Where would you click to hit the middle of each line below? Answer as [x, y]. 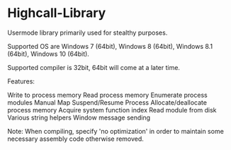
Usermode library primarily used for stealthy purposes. [88, 33]
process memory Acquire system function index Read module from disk [112, 110]
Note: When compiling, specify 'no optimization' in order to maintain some [116, 131]
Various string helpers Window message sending [79, 117]
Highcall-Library [57, 13]
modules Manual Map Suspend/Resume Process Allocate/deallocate [107, 102]
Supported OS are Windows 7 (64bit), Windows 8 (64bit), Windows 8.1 [110, 46]
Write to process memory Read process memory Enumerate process [107, 95]
